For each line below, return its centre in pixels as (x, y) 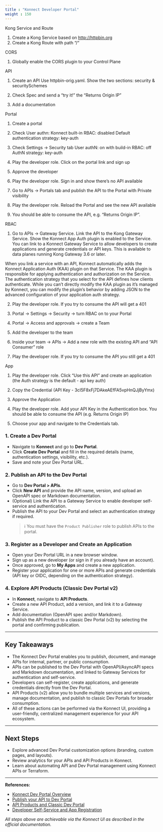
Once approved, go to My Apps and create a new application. (74, 565)
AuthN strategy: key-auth (37, 153)
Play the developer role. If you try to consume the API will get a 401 (79, 304)
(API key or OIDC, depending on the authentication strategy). (73, 576)
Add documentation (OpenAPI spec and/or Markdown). (67, 614)
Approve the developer (35, 172)
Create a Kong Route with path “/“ (46, 42)
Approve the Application (36, 399)
